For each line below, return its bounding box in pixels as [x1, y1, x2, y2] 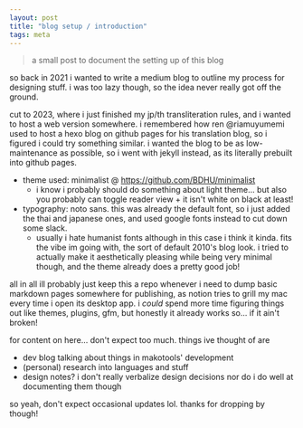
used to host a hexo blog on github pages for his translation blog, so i [9, 128, 268, 139]
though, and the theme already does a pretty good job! [35, 262, 241, 272]
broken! [9, 318, 38, 328]
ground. [9, 91, 39, 102]
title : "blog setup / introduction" [9, 22, 147, 31]
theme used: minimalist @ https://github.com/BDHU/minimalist [22, 175, 256, 185]
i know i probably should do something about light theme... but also [35, 185, 288, 195]
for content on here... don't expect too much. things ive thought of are [9, 335, 270, 346]
